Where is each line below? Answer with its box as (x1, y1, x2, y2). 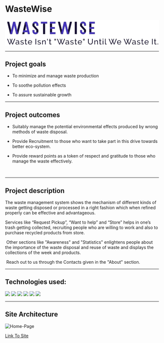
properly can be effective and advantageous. (5, 210, 96, 216)
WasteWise (5, 3, 52, 15)
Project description (5, 186, 65, 195)
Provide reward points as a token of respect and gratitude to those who (12, 153, 156, 159)
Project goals (5, 60, 46, 68)
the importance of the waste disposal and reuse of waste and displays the (5, 245, 154, 251)
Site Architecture (5, 310, 58, 319)
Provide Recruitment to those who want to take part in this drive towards (12, 138, 158, 144)
